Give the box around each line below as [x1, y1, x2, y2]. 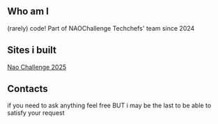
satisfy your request [7, 109, 65, 117]
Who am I [7, 6, 49, 17]
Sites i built [7, 45, 57, 56]
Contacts [7, 83, 49, 95]
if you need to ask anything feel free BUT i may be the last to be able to [7, 101, 212, 110]
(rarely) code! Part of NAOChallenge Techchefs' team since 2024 [7, 24, 195, 32]
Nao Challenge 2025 [7, 63, 67, 71]
